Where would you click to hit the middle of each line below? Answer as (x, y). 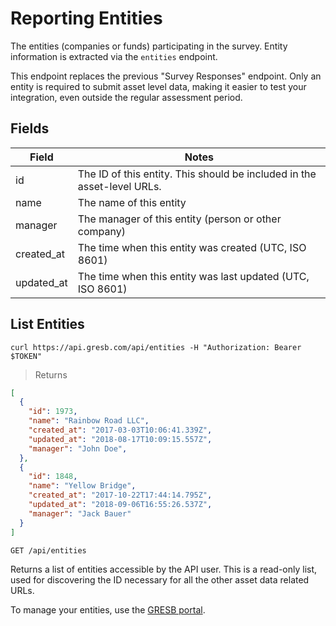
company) (101, 231)
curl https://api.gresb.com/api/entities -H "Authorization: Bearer (156, 347)
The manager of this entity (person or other (179, 219)
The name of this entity (132, 202)
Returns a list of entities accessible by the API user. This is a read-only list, (164, 569)
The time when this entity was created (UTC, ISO (192, 247)
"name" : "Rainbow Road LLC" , (89, 421)
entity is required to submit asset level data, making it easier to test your (158, 86)
